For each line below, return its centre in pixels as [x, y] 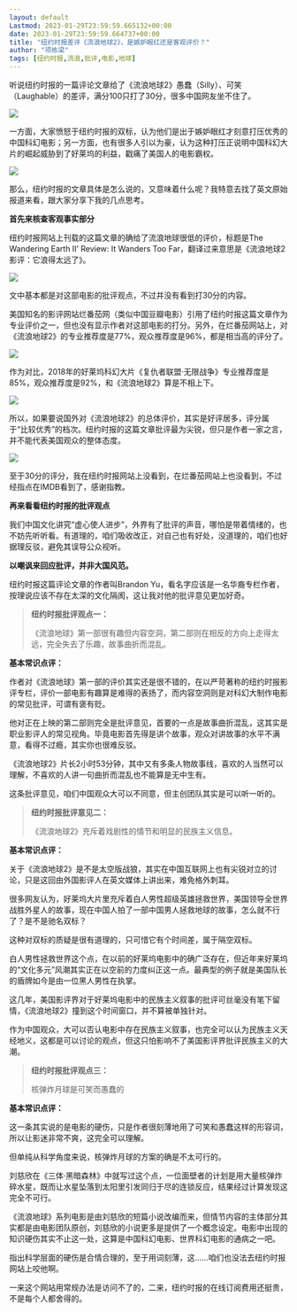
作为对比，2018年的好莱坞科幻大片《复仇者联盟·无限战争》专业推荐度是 [139, 372]
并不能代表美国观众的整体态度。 [67, 440]
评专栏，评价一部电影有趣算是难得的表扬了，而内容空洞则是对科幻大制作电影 [148, 693]
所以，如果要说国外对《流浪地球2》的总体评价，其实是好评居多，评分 [136, 418]
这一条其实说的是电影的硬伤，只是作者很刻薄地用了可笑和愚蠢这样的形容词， [148, 1127]
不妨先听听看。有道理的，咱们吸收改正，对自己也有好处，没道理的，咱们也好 [148, 536]
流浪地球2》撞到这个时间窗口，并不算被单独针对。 [120, 1010]
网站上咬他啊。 [36, 1269]
